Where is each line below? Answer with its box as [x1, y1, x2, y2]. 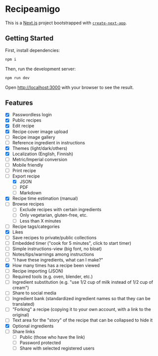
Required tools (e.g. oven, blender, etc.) [12, 273, 93, 280]
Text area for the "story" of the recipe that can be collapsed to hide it [12, 317, 153, 323]
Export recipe [12, 173, 40, 179]
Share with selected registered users [19, 345, 95, 351]
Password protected [19, 340, 61, 346]
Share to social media [12, 290, 57, 296]
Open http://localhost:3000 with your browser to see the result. [5, 84, 134, 90]
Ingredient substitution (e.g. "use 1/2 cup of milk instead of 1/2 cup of [12, 279, 153, 285]
